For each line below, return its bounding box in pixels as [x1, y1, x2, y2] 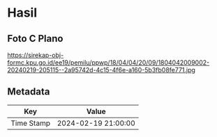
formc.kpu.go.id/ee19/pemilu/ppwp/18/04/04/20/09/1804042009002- [7, 58, 210, 67]
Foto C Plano [7, 33, 63, 45]
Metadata [7, 86, 50, 98]
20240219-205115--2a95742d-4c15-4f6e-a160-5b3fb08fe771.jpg [7, 66, 195, 74]
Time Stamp [10, 118, 51, 128]
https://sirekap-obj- [7, 51, 64, 59]
